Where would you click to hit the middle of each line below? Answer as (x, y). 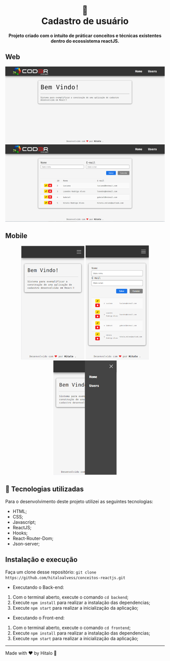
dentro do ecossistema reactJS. (85, 41)
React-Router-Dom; (33, 538)
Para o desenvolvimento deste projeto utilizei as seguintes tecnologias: (79, 501)
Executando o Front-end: (38, 618)
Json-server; (26, 544)
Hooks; (20, 533)
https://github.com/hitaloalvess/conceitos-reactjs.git (65, 578)
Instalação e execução (41, 560)
